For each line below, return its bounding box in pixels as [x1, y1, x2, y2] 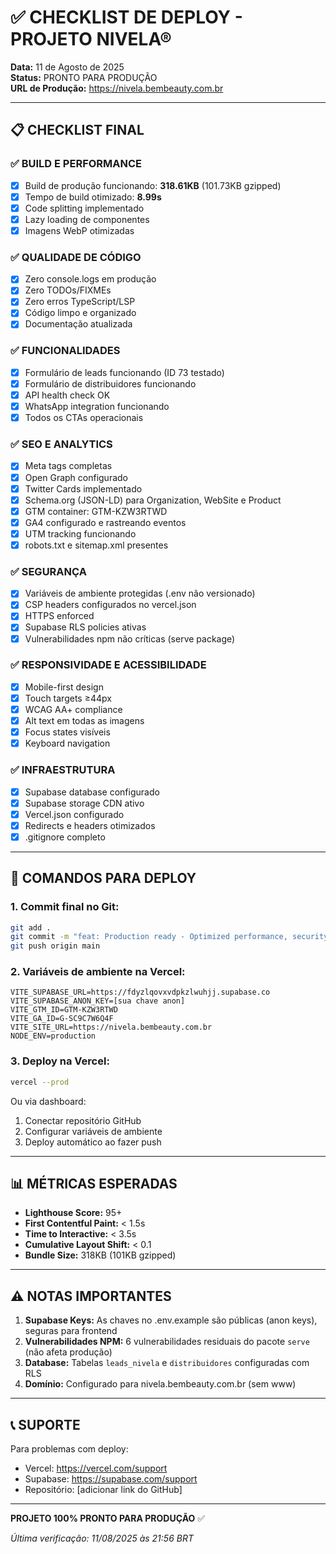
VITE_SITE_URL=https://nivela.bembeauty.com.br [10, 1022, 213, 1033]
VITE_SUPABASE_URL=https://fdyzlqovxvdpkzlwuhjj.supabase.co [10, 987, 271, 998]
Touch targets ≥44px [24, 692, 112, 704]
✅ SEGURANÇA [10, 564, 87, 578]
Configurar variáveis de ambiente [24, 1125, 163, 1137]
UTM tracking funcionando [24, 527, 137, 540]
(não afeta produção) [24, 1346, 113, 1358]
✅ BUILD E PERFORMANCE [10, 157, 143, 171]
